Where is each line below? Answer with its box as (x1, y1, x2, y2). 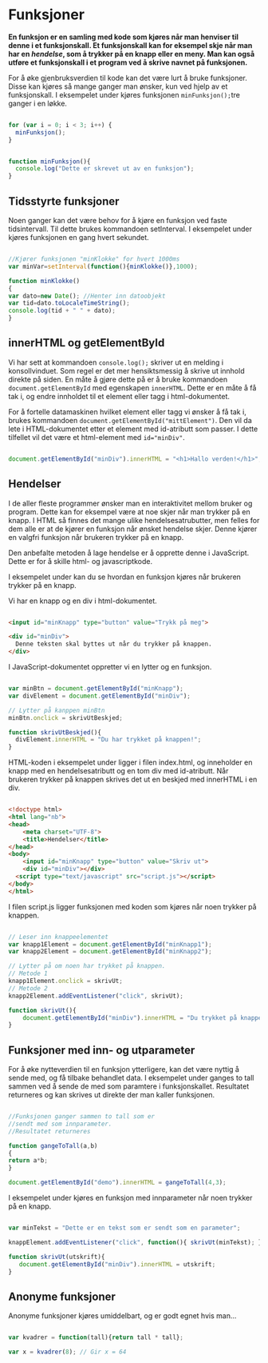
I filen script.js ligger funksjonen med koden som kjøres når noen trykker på (8, 901, 257, 911)
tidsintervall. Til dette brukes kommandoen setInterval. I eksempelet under (8, 224, 253, 234)
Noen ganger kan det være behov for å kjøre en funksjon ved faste (8, 216, 227, 225)
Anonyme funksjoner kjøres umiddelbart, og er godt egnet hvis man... (8, 1311, 237, 1321)
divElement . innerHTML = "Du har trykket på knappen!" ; (15, 736, 202, 744)
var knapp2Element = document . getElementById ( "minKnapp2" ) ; (8, 948, 213, 956)
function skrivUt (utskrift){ (8, 1253, 105, 1261)
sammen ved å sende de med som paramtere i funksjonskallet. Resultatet (8, 1081, 250, 1091)
